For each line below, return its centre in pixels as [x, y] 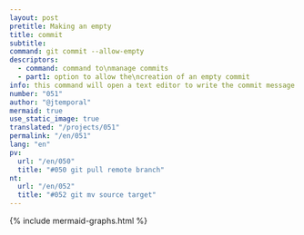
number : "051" [36, 93]
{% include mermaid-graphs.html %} [79, 220]
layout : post [34, 18]
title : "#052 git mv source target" [87, 195]
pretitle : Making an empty [61, 26]
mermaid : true [36, 111]
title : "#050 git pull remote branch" [91, 170]
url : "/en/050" [46, 161]
